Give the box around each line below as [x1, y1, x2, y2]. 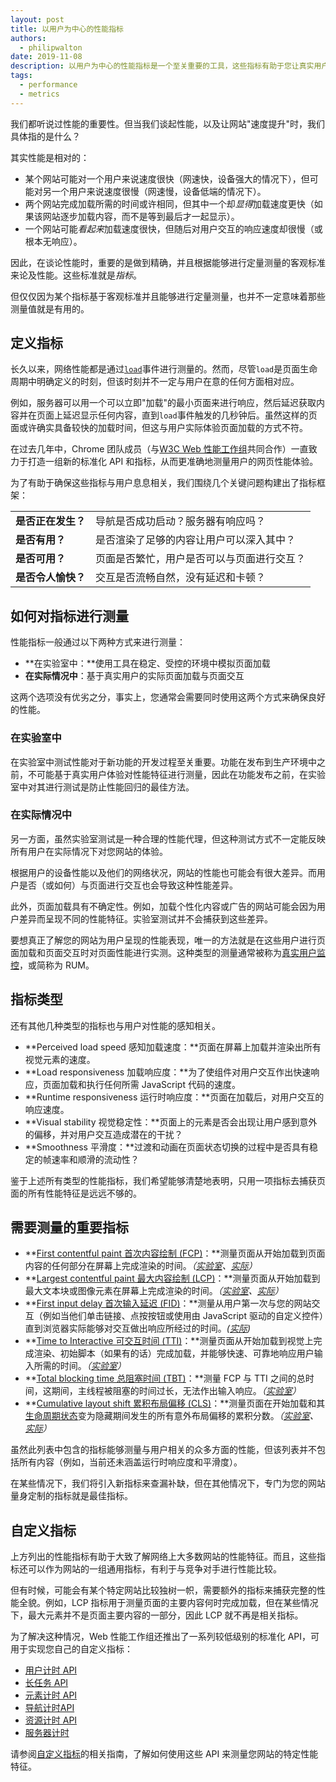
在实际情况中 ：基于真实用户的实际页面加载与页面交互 [24, 670, 245, 682]
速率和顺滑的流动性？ [51, 1153, 140, 1165]
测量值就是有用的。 [10, 302, 90, 315]
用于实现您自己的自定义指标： [10, 1643, 133, 1655]
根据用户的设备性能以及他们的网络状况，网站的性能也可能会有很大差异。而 [10, 866, 317, 878]
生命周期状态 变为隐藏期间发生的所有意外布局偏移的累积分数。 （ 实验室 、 [24, 1410, 319, 1422]
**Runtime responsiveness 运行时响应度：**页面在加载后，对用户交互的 [24, 1091, 325, 1103]
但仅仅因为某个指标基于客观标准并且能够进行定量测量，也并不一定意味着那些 [10, 290, 326, 302]
